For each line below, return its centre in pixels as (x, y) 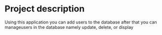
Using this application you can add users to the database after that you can (81, 22)
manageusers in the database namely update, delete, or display (69, 27)
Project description (45, 9)
